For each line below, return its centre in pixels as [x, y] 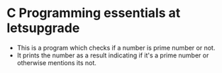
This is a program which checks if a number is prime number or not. [116, 47]
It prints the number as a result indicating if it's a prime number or [113, 55]
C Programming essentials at [94, 13]
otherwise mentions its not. [57, 62]
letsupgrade [43, 28]
